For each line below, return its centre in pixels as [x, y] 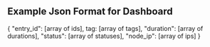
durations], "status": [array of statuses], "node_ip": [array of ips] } [104, 36]
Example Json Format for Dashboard [90, 12]
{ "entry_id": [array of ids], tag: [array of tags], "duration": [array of [105, 28]
